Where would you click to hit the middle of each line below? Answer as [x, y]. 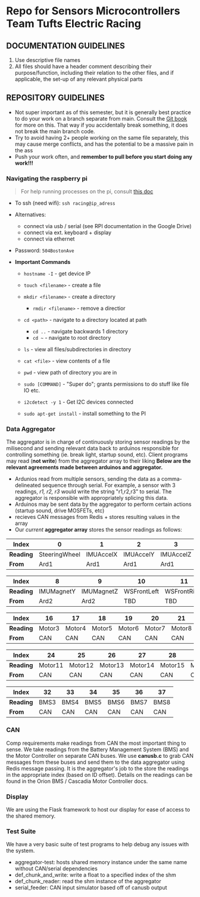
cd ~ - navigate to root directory [72, 338]
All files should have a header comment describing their [83, 66]
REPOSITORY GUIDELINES [56, 98]
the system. [21, 851]
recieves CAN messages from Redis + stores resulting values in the [97, 517]
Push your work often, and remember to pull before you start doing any [104, 156]
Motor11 [51, 665]
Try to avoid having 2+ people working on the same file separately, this [102, 137]
